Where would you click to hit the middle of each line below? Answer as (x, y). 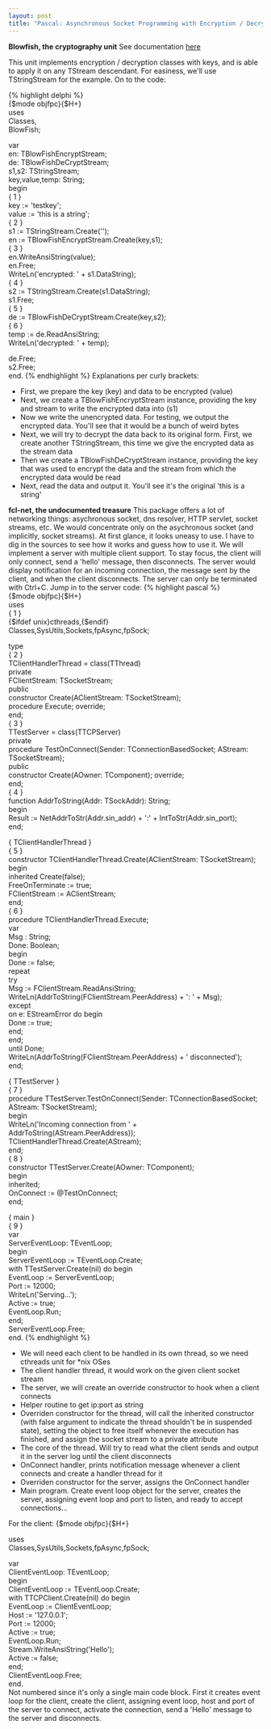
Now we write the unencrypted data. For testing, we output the (124, 416)
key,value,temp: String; (46, 180)
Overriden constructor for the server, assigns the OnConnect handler (135, 1482)
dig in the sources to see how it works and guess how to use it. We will (126, 544)
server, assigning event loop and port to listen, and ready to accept (131, 1499)
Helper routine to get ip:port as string (81, 1405)
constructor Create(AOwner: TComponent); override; (96, 775)
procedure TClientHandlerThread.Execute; (79, 919)
